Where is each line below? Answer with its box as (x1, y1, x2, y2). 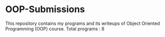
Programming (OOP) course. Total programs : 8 (5, 25, 104, 31)
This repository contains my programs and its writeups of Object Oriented (5, 20, 160, 26)
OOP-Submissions (5, 4, 85, 15)
